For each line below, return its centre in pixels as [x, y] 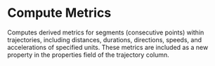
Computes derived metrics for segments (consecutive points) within [106, 32]
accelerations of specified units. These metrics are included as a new [108, 47]
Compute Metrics [59, 13]
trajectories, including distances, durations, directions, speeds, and [105, 39]
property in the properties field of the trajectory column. [89, 55]
